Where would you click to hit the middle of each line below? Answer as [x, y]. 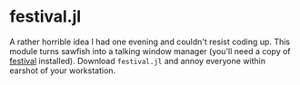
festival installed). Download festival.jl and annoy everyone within [138, 61]
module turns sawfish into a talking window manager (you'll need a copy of [150, 51]
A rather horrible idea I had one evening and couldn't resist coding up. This [150, 42]
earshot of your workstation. [63, 71]
